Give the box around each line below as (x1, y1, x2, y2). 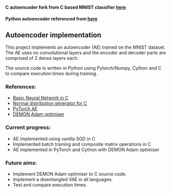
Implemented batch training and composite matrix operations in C (12, 141, 152, 147)
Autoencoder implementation (5, 31, 101, 39)
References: (5, 83, 37, 90)
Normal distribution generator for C (12, 100, 87, 106)
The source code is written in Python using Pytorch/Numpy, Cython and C (5, 65, 162, 71)
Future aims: (5, 159, 37, 166)
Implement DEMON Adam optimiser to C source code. (12, 170, 127, 177)
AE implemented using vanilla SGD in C (12, 136, 96, 142)
